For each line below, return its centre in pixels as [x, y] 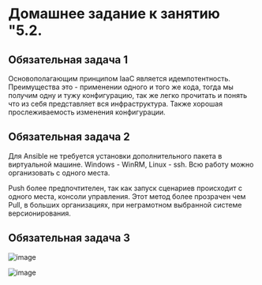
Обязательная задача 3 [69, 238]
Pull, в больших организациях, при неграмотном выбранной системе [125, 204]
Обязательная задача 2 [69, 137]
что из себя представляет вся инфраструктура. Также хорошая [116, 104]
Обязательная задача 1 [68, 60]
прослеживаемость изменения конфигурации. [87, 112]
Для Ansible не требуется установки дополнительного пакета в [115, 156]
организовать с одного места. [59, 172]
